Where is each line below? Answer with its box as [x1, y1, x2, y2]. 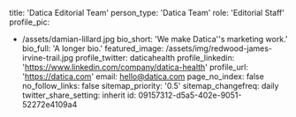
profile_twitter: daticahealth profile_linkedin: [74, 53, 235, 62]
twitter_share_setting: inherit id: [21, 90, 137, 100]
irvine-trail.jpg [21, 53, 73, 62]
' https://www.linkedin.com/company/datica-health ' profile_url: [21, 62, 249, 72]
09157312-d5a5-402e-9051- [138, 90, 242, 100]
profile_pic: [9, 17, 50, 27]
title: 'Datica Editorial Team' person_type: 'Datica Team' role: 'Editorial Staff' [9, 8, 285, 18]
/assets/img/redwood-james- [165, 43, 272, 54]
